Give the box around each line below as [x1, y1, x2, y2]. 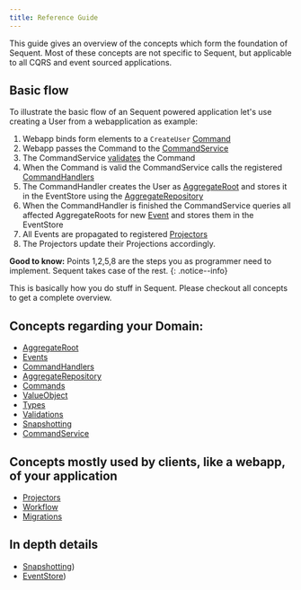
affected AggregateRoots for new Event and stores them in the [22, 210, 254, 221]
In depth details [9, 537, 99, 552]
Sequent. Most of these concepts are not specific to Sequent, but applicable [9, 47, 292, 58]
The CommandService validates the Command [22, 153, 196, 163]
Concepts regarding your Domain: [9, 318, 204, 333]
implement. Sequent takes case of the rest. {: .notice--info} [9, 266, 228, 277]
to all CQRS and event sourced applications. [9, 57, 173, 67]
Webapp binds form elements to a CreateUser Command [22, 134, 231, 145]
